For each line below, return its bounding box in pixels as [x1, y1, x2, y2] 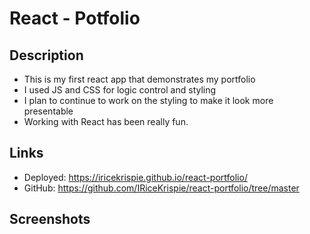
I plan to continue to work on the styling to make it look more [23, 95, 274, 106]
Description [9, 47, 84, 64]
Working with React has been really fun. [23, 116, 189, 127]
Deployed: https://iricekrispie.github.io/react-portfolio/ [23, 171, 248, 183]
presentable [23, 105, 74, 117]
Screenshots [9, 211, 91, 228]
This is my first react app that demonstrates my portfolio [23, 73, 256, 85]
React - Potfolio [9, 7, 141, 30]
